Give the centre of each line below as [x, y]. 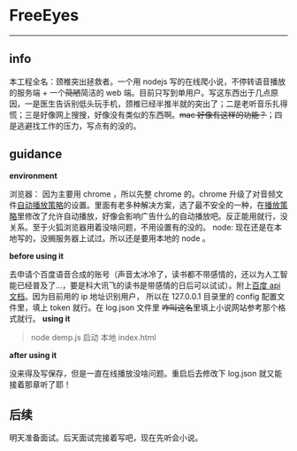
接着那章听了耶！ [40, 384]
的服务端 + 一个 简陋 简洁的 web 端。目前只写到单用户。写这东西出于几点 [140, 92]
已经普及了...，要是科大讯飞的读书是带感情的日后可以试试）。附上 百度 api [148, 285]
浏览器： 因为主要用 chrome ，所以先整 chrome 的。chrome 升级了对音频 [143, 194]
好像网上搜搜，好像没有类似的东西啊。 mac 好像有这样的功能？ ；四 [161, 114]
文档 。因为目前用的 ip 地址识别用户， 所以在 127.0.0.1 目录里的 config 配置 [143, 296]
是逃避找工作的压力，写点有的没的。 [75, 126]
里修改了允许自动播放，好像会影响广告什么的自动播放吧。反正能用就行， [148, 216]
